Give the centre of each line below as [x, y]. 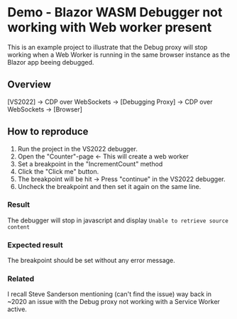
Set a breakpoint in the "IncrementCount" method [90, 163]
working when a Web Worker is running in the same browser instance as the [119, 55]
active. [17, 309]
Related [21, 279]
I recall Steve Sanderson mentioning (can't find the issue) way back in [109, 294]
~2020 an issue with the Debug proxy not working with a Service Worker [114, 302]
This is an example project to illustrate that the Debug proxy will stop [108, 47]
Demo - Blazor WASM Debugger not [115, 12]
